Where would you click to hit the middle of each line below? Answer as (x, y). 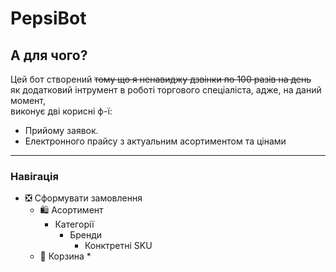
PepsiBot (48, 18)
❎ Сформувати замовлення (83, 198)
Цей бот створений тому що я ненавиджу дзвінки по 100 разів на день (161, 79)
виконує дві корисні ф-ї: (61, 111)
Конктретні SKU (118, 246)
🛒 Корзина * (65, 256)
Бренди (86, 235)
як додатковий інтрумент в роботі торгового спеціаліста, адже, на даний (166, 90)
